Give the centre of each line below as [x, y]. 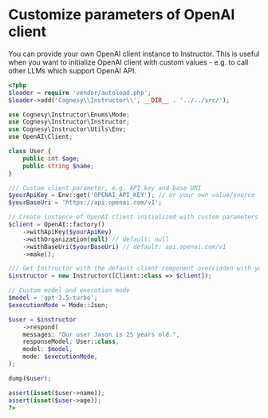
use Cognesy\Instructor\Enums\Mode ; [69, 114]
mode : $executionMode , [60, 357]
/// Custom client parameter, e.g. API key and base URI [105, 188]
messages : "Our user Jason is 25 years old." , [101, 334]
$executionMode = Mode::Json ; [59, 305]
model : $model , [48, 349]
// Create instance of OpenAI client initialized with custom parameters [134, 217]
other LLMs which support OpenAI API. [73, 70]
